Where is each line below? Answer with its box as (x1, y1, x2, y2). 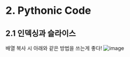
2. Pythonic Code (5, 4, 91, 17)
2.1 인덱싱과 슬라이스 (5, 28, 76, 38)
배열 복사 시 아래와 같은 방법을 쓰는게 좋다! (5, 45, 102, 51)
